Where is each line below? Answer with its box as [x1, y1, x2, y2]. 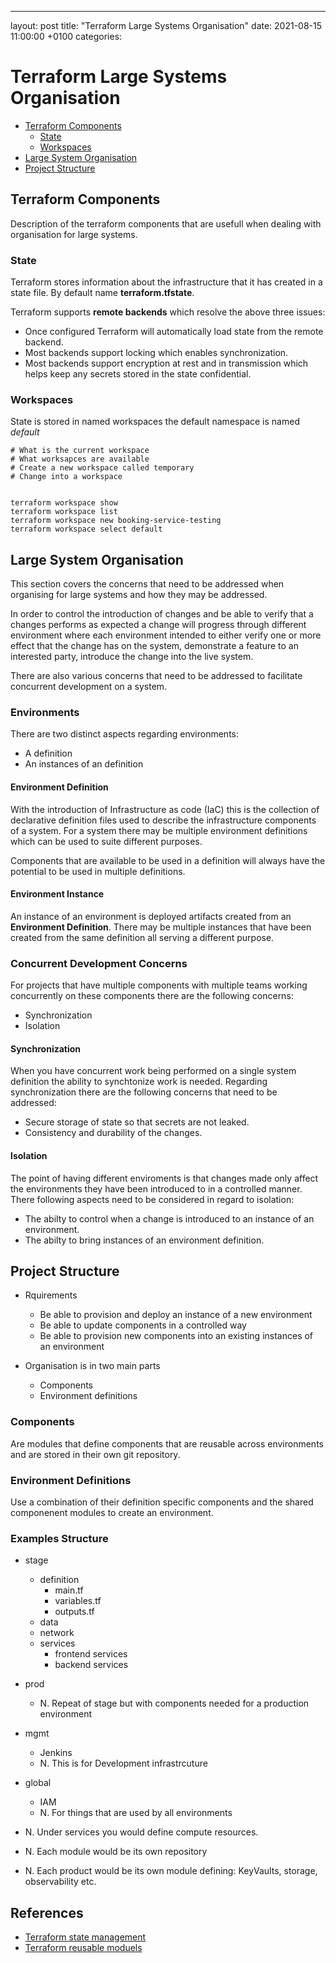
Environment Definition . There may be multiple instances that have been [10, 921, 312, 933]
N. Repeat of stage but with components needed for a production [39, 1697, 310, 1710]
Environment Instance [10, 888, 105, 900]
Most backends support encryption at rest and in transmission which [24, 357, 309, 370]
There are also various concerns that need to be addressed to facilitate [10, 670, 303, 682]
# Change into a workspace [10, 472, 123, 482]
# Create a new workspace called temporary [10, 463, 195, 473]
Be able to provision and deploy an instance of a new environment [39, 1309, 313, 1321]
